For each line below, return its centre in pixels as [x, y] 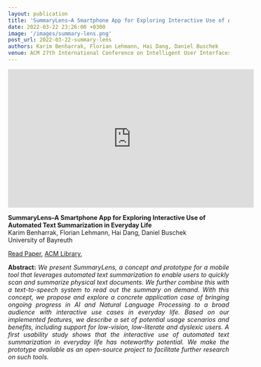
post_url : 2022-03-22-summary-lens [60, 40]
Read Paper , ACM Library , [45, 253]
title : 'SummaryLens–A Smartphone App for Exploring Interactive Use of [116, 20]
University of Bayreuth [40, 240]
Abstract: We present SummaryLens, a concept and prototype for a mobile [119, 267]
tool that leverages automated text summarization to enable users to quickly [119, 274]
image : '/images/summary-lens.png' [60, 33]
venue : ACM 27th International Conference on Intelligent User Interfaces [120, 53]
